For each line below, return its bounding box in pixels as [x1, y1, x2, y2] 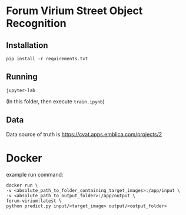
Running [6, 72, 38, 82]
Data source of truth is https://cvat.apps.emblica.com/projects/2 [6, 131, 162, 138]
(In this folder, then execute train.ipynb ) [6, 97, 105, 105]
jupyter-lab [6, 87, 35, 93]
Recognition [6, 17, 67, 30]
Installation [6, 40, 48, 50]
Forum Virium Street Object [6, 4, 143, 18]
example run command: [6, 171, 64, 178]
